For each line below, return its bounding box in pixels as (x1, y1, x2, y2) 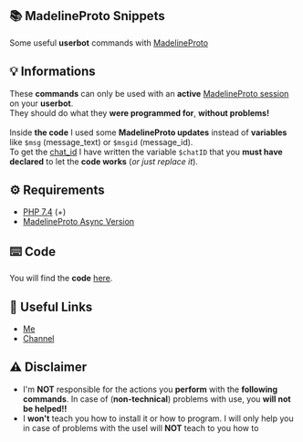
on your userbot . (9, 98, 74, 109)
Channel (22, 333, 55, 344)
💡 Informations (9, 64, 96, 79)
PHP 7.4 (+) (22, 206, 67, 217)
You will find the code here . (9, 273, 113, 284)
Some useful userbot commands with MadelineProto (9, 37, 208, 48)
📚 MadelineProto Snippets (9, 8, 166, 24)
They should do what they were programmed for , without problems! (9, 107, 270, 118)
